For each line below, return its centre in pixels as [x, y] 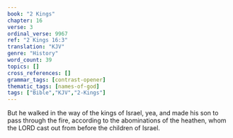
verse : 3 [20, 27]
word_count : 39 [30, 60]
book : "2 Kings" [31, 14]
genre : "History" [33, 54]
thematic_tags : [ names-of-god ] [53, 86]
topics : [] [23, 67]
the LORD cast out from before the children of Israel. [84, 128]
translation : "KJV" [36, 47]
